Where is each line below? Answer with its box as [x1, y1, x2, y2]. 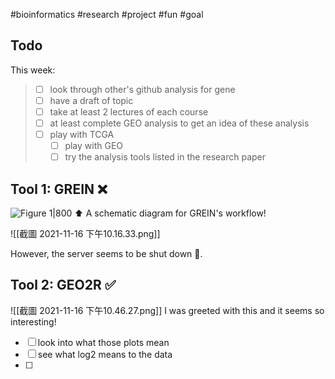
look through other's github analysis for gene [49, 83, 236, 95]
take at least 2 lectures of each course [49, 105, 209, 118]
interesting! [10, 315, 57, 328]
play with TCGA [49, 129, 115, 141]
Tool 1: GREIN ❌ [10, 180, 108, 198]
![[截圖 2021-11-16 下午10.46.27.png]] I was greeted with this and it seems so [10, 304, 325, 316]
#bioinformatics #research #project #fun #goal [10, 9, 204, 20]
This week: [10, 64, 56, 76]
